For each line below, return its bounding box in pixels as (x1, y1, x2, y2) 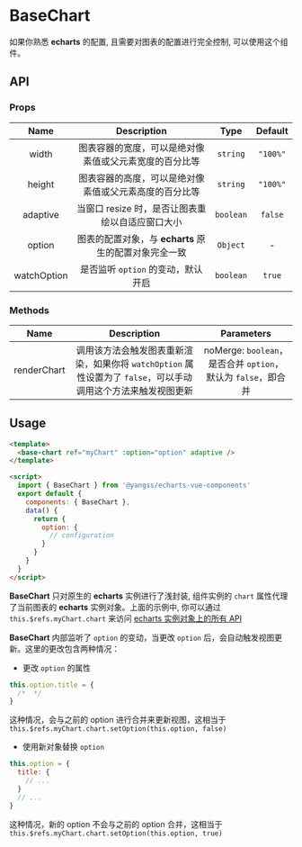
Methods (9, 303, 49, 316)
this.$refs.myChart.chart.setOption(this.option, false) (9, 725, 227, 734)
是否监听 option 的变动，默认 (80, 263, 203, 275)
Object (217, 239, 245, 250)
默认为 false (206, 371, 259, 383)
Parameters (220, 327, 271, 339)
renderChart (13, 364, 66, 376)
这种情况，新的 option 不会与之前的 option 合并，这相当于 (9, 818, 223, 829)
